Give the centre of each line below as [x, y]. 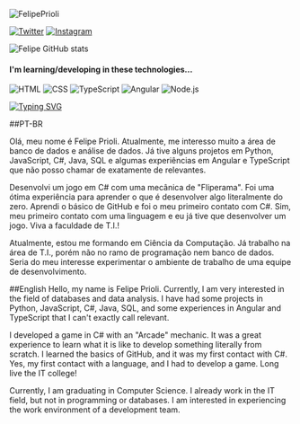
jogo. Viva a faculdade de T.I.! [64, 225]
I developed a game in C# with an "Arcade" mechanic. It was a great [136, 335]
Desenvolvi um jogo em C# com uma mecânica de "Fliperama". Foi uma [142, 188]
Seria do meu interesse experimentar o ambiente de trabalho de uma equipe [150, 262]
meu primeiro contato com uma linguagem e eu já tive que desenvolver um [148, 216]
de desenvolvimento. [48, 272]
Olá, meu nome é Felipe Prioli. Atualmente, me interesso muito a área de [142, 141]
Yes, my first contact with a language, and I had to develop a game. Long [144, 364]
